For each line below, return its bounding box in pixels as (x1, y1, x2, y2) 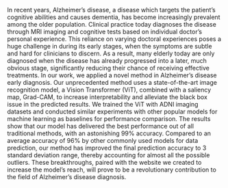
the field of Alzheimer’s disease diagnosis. (7, 173, 127, 180)
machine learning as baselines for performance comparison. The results (7, 115, 211, 122)
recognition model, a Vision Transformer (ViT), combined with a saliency (7, 85, 212, 94)
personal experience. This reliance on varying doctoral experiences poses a (7, 35, 221, 43)
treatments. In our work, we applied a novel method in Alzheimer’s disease (7, 71, 217, 79)
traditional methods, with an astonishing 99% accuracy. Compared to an (7, 129, 211, 137)
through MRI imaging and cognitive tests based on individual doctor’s (7, 27, 203, 36)
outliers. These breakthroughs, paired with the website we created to (7, 159, 202, 166)
